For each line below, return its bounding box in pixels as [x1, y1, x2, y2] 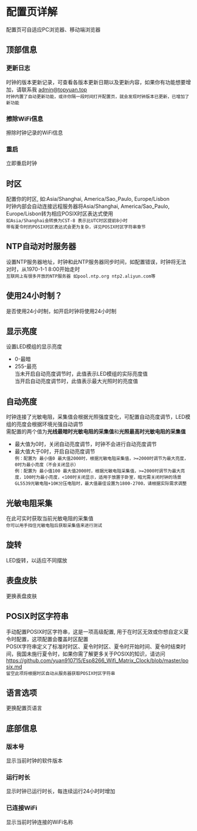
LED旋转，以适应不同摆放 [6, 557, 67, 564]
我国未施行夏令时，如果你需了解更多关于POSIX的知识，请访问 [16, 650, 165, 657]
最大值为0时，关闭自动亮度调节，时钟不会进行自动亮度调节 [14, 441, 157, 448]
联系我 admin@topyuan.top [21, 86, 87, 93]
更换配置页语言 [6, 704, 42, 711]
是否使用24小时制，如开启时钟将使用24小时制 [6, 307, 117, 314]
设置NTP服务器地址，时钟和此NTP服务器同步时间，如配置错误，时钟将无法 [6, 258, 186, 265]
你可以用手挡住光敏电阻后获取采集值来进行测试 [6, 522, 103, 529]
